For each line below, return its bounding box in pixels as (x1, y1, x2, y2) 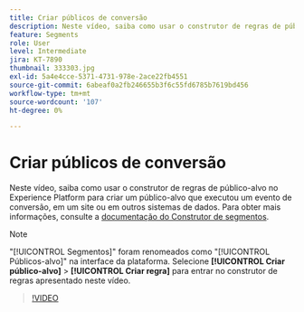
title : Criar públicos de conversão (9, 13, 147, 23)
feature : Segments (9, 30, 79, 39)
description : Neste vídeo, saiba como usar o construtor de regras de (9, 22, 281, 31)
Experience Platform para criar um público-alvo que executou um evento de (9, 192, 292, 203)
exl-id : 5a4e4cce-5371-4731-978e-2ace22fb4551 (9, 72, 188, 81)
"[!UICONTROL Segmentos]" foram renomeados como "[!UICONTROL (9, 246, 271, 258)
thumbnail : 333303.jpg (9, 64, 95, 73)
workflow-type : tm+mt (9, 89, 91, 98)
